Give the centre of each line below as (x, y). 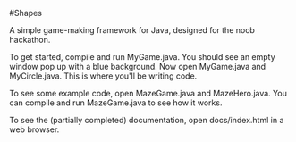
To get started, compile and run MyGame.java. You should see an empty (142, 57)
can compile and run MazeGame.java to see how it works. (116, 103)
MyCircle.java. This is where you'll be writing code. (103, 76)
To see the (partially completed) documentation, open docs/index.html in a (147, 120)
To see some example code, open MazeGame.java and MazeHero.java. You (148, 93)
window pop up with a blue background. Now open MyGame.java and (138, 67)
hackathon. (30, 40)
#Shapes (26, 13)
